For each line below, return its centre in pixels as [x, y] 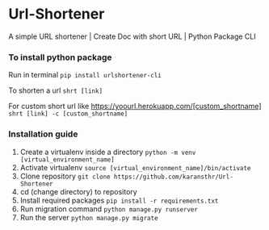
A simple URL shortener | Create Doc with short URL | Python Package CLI [132, 36]
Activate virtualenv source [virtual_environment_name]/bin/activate [135, 167]
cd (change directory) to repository [78, 191]
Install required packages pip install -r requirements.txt [119, 200]
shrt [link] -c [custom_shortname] [68, 114]
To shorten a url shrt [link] [56, 90]
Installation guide [43, 134]
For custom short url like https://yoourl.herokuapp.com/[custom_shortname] [135, 107]
